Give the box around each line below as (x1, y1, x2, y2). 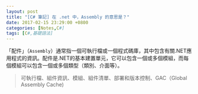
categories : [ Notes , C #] (6, 25, 65, 31)
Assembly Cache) (20, 81, 64, 88)
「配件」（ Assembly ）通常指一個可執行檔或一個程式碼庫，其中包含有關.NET (6, 48, 187, 55)
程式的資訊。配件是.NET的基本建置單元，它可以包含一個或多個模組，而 (11, 55, 184, 62)
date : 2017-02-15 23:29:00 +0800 (6, 19, 89, 25)
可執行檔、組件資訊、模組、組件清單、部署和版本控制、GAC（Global (20, 75, 187, 82)
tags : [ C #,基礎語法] (6, 31, 53, 36)
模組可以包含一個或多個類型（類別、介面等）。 (11, 62, 123, 69)
